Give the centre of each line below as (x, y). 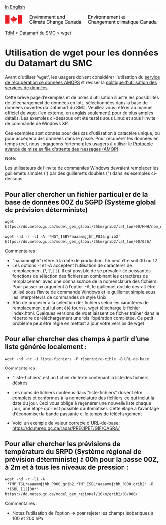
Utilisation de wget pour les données (82, 53)
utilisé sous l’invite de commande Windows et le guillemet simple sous (84, 292)
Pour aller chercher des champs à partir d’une (77, 339)
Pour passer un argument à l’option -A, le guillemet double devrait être (84, 287)
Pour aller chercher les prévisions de (63, 444)
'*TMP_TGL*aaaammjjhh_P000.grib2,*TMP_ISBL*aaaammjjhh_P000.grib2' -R (79, 484)
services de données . (27, 88)
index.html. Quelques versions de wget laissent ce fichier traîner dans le (86, 313)
